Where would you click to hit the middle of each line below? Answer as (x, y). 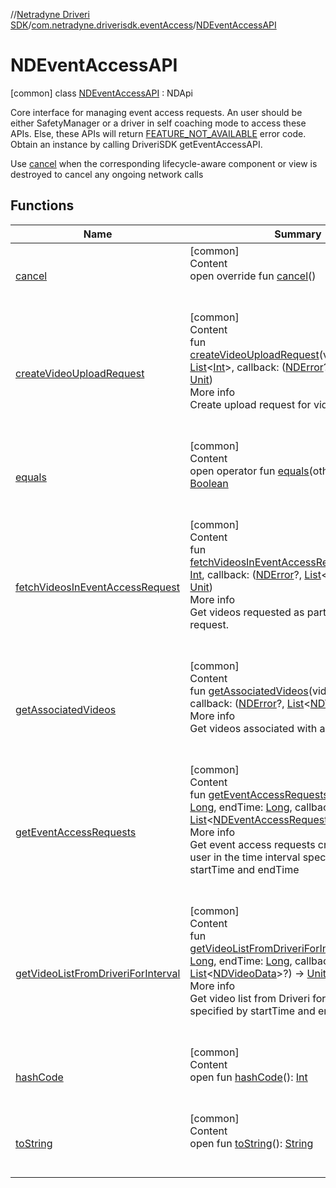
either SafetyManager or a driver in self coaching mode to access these (158, 123)
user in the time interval (245, 857)
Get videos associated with (253, 728)
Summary (298, 234)
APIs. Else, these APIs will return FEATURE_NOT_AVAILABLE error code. (158, 133)
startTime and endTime (244, 869)
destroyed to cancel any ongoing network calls (107, 174)
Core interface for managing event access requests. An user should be (156, 112)
